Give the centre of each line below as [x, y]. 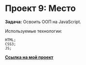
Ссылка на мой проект [29, 57]
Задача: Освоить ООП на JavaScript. [43, 22]
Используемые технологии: [34, 31]
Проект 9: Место [40, 8]
